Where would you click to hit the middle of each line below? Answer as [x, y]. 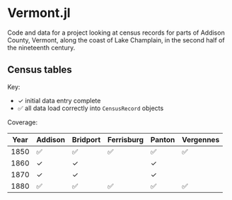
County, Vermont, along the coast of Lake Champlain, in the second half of [116, 40]
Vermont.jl [39, 13]
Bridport [86, 139]
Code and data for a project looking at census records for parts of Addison [116, 33]
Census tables [40, 70]
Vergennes [201, 139]
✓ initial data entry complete [59, 100]
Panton [163, 139]
